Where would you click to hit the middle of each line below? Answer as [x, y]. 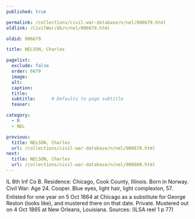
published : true [26, 12]
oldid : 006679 [24, 39]
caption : [22, 88]
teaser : [21, 105]
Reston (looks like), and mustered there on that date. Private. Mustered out [97, 203]
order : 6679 [26, 71]
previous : [18, 137]
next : [13, 154]
